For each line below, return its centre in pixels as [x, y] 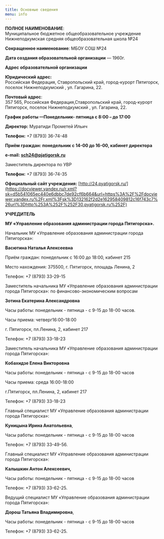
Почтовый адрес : [24, 97]
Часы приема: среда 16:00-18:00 [40, 382]
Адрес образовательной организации [46, 67]
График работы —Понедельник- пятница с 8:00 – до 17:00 [68, 117]
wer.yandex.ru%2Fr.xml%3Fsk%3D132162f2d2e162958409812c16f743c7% [82, 199]
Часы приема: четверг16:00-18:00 [41, 320]
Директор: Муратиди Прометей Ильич [46, 126]
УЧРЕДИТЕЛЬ [20, 214]
